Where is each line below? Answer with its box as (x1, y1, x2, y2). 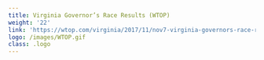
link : (8, 26, 26, 34)
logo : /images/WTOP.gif (8, 33, 86, 41)
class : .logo (8, 41, 51, 48)
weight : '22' (8, 19, 51, 26)
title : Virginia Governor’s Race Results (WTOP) (8, 11, 170, 19)
